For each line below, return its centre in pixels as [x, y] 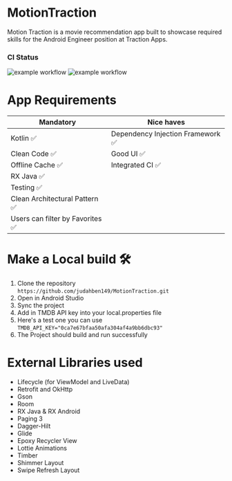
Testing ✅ [27, 188]
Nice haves [166, 122]
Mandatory [58, 122]
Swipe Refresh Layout [48, 470]
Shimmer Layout [40, 463]
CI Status [23, 57]
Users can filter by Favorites [56, 219]
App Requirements [62, 100]
